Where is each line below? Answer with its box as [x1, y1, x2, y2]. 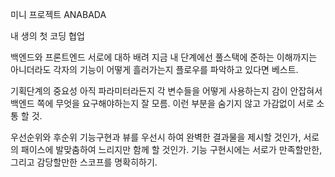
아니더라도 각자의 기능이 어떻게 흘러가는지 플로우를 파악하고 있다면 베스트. [10, 64, 299, 75]
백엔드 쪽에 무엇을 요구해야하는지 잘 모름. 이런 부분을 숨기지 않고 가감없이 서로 [10, 98, 315, 109]
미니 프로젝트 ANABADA [10, 9, 107, 20]
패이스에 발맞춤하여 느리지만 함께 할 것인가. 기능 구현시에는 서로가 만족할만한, [20, 144, 323, 155]
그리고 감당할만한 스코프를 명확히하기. [10, 156, 158, 168]
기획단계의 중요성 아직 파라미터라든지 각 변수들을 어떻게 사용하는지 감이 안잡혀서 [10, 85, 323, 97]
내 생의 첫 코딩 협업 [10, 30, 85, 42]
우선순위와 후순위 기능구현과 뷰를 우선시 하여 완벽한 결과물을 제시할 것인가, [10, 131, 302, 143]
